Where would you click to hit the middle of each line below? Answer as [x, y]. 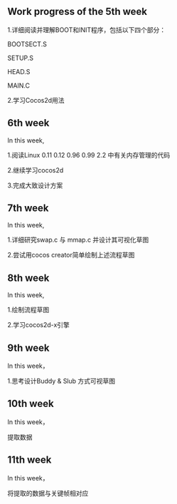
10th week [31, 404]
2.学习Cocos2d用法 [36, 100]
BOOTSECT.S [27, 44]
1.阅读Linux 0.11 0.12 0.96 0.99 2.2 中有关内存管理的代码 [89, 155]
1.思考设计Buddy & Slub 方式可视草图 [61, 381]
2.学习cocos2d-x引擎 [38, 325]
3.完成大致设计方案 [35, 185]
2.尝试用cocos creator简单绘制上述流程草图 [71, 255]
